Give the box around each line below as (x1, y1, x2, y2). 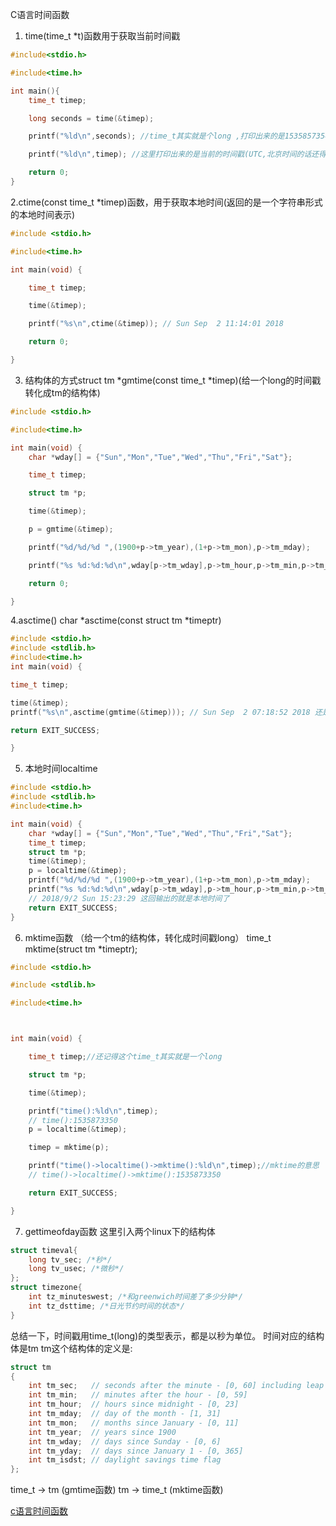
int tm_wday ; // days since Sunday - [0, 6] (28, 1436, 222, 1447)
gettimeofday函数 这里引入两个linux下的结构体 (24, 1225, 216, 1237)
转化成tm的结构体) (24, 386, 101, 398)
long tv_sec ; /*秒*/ (28, 1254, 113, 1265)
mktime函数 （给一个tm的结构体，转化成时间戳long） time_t (24, 931, 272, 943)
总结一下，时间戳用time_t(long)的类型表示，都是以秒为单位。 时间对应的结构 (10, 1329, 325, 1342)
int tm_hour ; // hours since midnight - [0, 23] (28, 1399, 240, 1410)
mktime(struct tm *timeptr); (24, 943, 138, 955)
